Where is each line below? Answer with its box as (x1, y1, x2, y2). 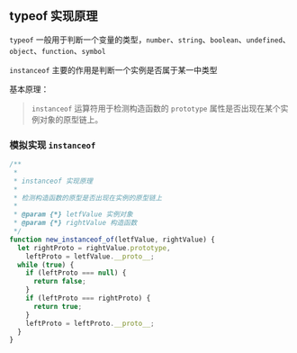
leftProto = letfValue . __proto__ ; (25, 251, 155, 261)
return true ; (32, 302, 83, 311)
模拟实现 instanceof (9, 139, 96, 151)
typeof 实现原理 (9, 8, 98, 24)
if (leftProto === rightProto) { (25, 294, 151, 303)
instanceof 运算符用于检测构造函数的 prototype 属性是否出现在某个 (31, 103, 281, 113)
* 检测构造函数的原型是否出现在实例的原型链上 (13, 193, 163, 203)
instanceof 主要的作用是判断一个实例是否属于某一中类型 (9, 64, 218, 75)
